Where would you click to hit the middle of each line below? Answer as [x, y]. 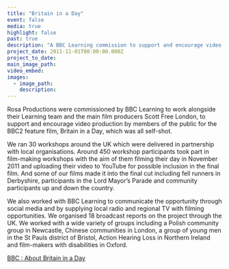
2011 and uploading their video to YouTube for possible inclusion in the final [113, 166]
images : [18, 77]
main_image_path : [32, 64]
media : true [24, 26]
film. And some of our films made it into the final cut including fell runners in [114, 174]
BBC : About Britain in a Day [46, 258]
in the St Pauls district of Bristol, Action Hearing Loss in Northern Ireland [109, 238]
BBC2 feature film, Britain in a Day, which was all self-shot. [90, 131]
